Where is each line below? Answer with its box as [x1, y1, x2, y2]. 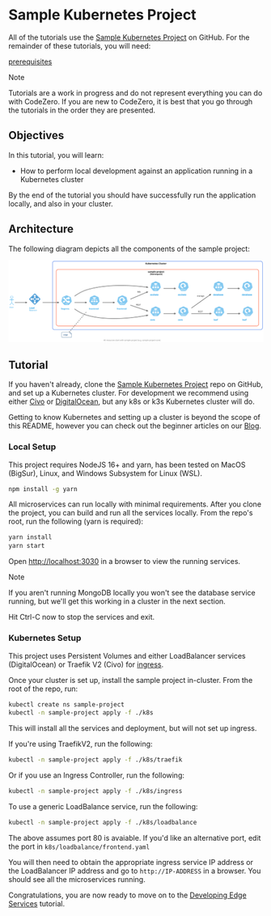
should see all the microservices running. [8, 874, 146, 884]
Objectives [8, 129, 65, 142]
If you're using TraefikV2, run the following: [8, 739, 153, 749]
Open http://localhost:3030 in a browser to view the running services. [8, 557, 241, 566]
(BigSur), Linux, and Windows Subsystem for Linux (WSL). [8, 468, 202, 478]
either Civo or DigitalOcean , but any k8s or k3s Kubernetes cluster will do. [8, 397, 255, 406]
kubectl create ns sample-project [8, 700, 125, 709]
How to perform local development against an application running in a [19, 166, 253, 176]
